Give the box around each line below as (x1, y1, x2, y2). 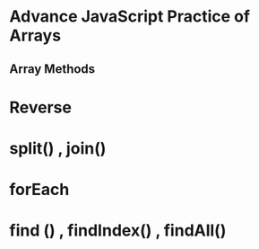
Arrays (9, 25, 61, 46)
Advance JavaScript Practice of (9, 6, 251, 27)
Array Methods (9, 61, 96, 76)
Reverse (9, 97, 72, 118)
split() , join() (9, 138, 107, 158)
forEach (9, 180, 70, 200)
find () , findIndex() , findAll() (9, 220, 227, 241)
